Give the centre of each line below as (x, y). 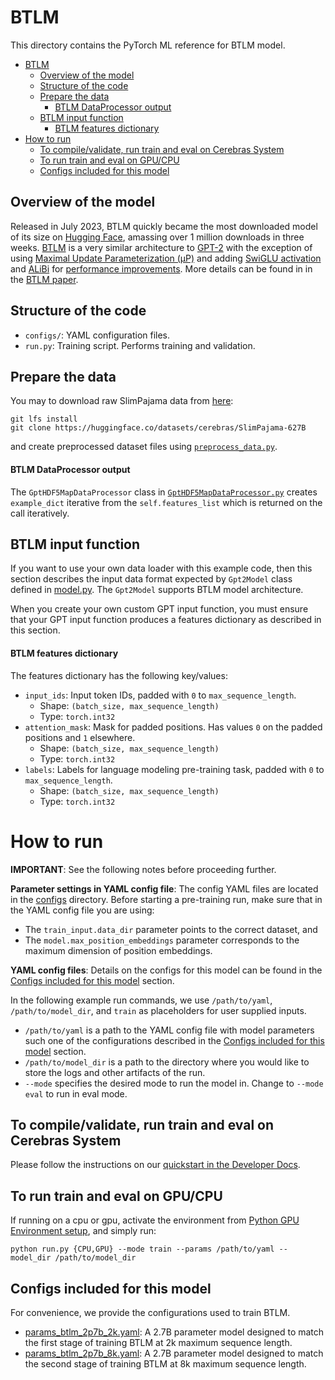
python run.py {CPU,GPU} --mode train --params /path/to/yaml (142, 1249)
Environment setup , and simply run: (83, 1231)
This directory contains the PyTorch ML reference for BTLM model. (148, 45)
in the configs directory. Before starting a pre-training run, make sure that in (166, 899)
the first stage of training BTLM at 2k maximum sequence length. (158, 1342)
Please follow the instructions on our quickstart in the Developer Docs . (155, 1165)
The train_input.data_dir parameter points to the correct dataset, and (171, 929)
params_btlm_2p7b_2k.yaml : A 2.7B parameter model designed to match (174, 1332)
